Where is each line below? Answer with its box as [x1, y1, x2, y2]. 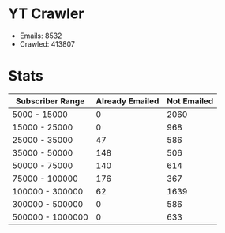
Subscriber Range [15, 96, 85, 107]
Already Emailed [96, 96, 159, 107]
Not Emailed [167, 96, 214, 107]
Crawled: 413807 [19, 39, 75, 48]
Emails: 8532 [19, 31, 62, 40]
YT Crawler [8, 5, 84, 23]
